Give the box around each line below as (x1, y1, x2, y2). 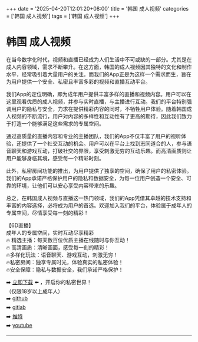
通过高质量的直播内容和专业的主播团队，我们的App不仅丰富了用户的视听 (6, 132, 181, 140)
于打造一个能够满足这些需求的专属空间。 (6, 120, 104, 127)
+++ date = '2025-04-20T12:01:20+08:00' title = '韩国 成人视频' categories (6, 5, 189, 12)
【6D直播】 (6, 222, 34, 229)
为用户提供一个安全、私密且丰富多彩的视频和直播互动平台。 (6, 78, 151, 85)
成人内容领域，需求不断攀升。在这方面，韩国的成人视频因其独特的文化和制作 (6, 63, 192, 70)
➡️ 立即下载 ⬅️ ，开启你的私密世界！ (6, 278, 93, 285)
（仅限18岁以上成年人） (6, 288, 64, 295)
